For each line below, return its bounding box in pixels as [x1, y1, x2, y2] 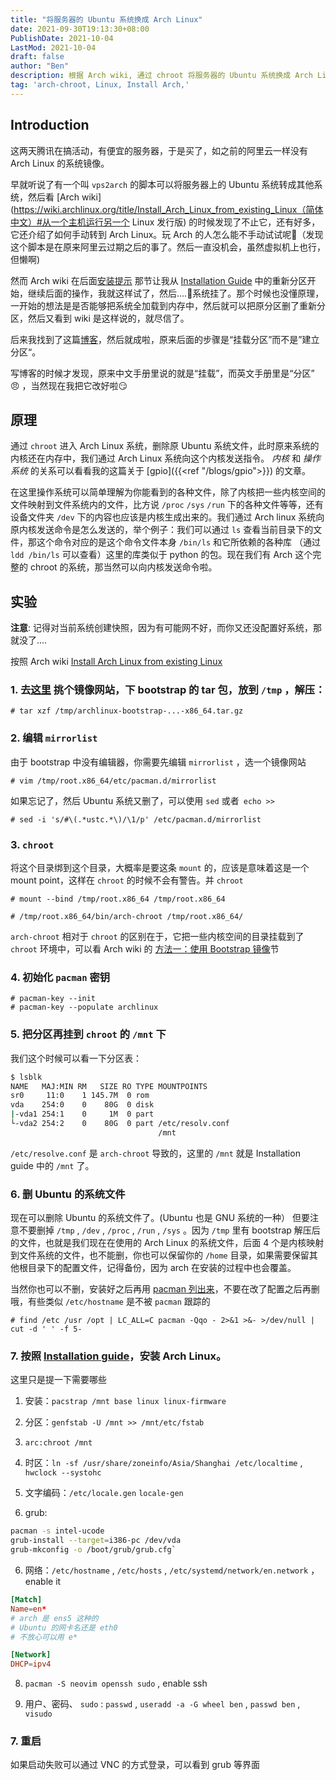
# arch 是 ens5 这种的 [10, 1613, 99, 1623]
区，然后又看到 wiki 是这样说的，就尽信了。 [10, 312, 190, 324]
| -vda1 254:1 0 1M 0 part [10, 1109, 155, 1120]
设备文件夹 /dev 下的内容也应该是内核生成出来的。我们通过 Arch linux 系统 [10, 511, 317, 523]
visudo [24, 1709, 53, 1720]
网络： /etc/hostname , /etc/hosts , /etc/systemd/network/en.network [24, 1564, 309, 1576]
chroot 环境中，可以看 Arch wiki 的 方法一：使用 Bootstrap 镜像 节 [10, 943, 280, 955]
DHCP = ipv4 [10, 1659, 52, 1670]
